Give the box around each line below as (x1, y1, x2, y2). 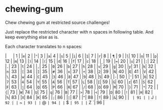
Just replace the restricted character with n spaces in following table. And (5, 29, 154, 35)
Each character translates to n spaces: (5, 43, 82, 49)
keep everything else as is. (5, 34, 59, 40)
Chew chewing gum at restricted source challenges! (5, 19, 110, 25)
